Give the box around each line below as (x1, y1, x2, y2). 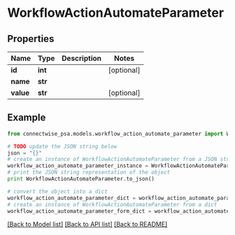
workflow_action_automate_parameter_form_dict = (7, 208, 152, 215)
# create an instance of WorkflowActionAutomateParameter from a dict (7, 201, 218, 208)
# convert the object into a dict (7, 187, 108, 195)
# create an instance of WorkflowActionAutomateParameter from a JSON (7, 156, 218, 163)
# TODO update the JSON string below (7, 143, 117, 150)
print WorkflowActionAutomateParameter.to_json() (7, 176, 155, 183)
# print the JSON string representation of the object (7, 169, 171, 176)
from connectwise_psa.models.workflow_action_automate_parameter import (7, 130, 224, 137)
